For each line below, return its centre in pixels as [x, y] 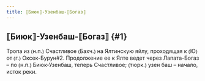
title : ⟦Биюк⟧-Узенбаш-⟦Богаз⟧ [46, 12]
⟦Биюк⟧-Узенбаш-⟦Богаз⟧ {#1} [67, 37]
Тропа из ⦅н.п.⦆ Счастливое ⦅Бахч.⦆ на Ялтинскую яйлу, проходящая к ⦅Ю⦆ [102, 51]
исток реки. [22, 72]
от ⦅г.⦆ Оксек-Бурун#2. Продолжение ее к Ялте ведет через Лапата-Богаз [103, 58]
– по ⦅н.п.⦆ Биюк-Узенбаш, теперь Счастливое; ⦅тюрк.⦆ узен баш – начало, [102, 65]
